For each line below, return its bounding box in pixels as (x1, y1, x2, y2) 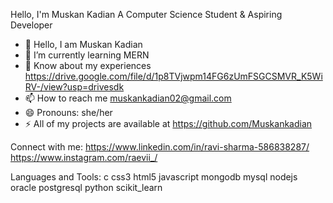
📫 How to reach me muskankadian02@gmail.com (24, 92, 232, 104)
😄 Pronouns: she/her (24, 107, 113, 118)
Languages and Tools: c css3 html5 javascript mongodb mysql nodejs (10, 171, 298, 183)
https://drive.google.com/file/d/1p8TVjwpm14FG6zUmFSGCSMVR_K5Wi (24, 70, 323, 82)
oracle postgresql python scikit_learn (10, 182, 163, 193)
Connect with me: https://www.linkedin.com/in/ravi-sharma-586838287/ (10, 141, 310, 153)
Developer (10, 19, 53, 31)
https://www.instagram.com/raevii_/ (10, 152, 158, 163)
